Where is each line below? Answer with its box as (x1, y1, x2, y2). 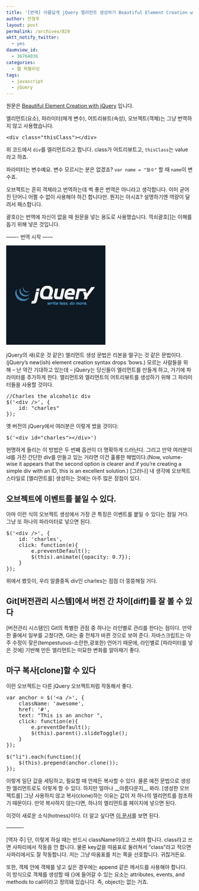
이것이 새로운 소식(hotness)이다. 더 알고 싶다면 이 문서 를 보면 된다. (6, 812, 161, 819)
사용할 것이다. (21, 381, 54, 388)
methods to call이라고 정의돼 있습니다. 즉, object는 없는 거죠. (6, 878, 149, 885)
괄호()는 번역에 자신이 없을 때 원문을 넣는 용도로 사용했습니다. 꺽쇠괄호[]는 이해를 (6, 213, 192, 220)
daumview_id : (6, 47, 38, 53)
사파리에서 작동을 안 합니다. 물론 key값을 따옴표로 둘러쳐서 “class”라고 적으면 (12, 843, 191, 850)
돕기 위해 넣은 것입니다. (6, 221, 60, 228)
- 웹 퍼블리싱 (11, 66, 40, 72)
